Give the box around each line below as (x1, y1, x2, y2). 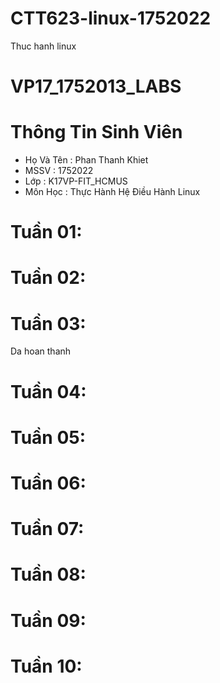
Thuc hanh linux (10, 40, 77, 52)
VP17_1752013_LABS (10, 75, 182, 98)
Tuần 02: (10, 267, 87, 289)
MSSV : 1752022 (24, 165, 94, 177)
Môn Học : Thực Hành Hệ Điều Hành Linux (24, 186, 201, 198)
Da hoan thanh (10, 345, 72, 357)
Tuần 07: (10, 518, 85, 541)
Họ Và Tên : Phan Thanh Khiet (24, 154, 149, 166)
